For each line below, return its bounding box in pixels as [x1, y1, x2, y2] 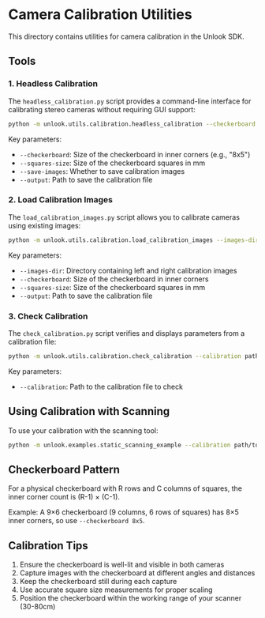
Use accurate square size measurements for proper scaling [19, 585, 213, 594]
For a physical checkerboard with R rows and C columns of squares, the [8, 484, 243, 493]
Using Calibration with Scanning [8, 405, 170, 418]
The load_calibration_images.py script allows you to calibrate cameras [8, 212, 241, 222]
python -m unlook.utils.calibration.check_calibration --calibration [8, 352, 242, 360]
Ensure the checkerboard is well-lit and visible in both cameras [19, 560, 225, 570]
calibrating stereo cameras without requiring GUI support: [8, 104, 196, 114]
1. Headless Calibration [8, 78, 99, 89]
